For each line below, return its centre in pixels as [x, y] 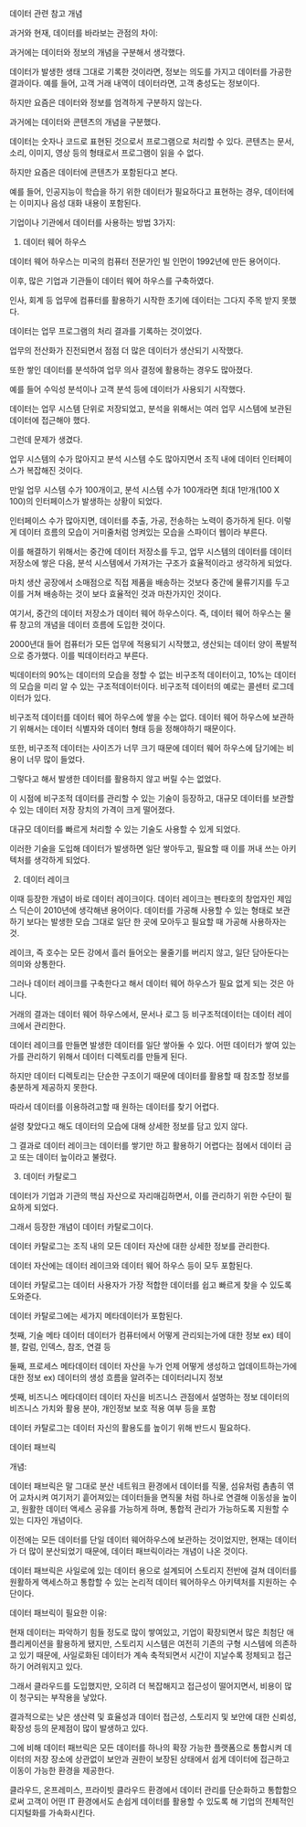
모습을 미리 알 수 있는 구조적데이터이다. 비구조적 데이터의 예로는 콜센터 [144, 686]
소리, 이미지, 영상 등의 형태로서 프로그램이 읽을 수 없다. [106, 153]
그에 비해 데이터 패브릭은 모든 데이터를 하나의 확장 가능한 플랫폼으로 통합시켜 [146, 1747]
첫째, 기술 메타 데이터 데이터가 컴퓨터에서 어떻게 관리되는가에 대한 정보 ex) [142, 1335]
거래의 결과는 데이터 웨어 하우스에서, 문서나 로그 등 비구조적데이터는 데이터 [142, 1014]
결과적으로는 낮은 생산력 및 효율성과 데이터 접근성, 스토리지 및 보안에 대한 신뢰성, [153, 1717]
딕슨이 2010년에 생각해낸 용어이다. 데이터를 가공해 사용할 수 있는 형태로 [146, 910]
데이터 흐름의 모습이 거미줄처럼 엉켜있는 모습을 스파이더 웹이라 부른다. [143, 532]
